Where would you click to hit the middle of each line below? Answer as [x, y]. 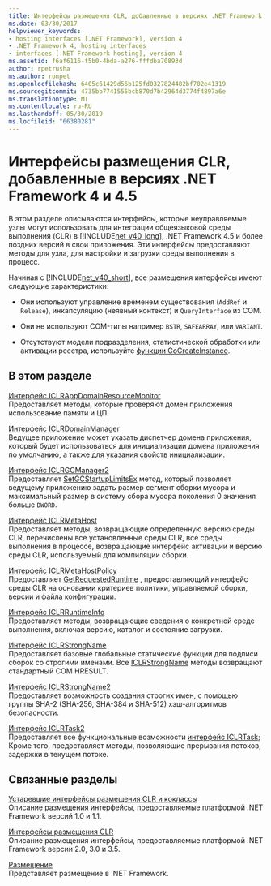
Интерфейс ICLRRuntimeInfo [57, 612]
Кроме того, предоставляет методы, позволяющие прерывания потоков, [135, 745]
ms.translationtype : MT [49, 99]
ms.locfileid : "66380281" [52, 122]
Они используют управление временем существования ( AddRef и [133, 302]
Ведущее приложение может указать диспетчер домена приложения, [130, 437]
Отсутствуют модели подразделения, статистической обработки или [140, 342]
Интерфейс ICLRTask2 [47, 728]
